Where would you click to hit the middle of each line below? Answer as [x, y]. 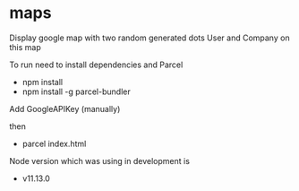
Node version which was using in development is [100, 161]
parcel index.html [54, 143]
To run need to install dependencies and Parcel [96, 65]
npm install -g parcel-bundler [77, 91]
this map [26, 47]
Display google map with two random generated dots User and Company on [149, 38]
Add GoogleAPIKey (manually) [65, 109]
